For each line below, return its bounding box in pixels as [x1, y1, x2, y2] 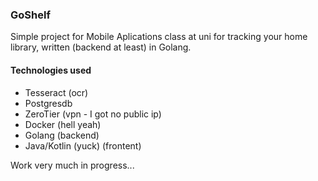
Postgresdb [24, 97, 73, 109]
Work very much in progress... [10, 159, 135, 171]
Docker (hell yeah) [24, 118, 102, 130]
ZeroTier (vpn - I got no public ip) [24, 108, 162, 120]
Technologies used [10, 64, 92, 76]
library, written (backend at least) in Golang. [10, 41, 192, 53]
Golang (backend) [24, 129, 100, 141]
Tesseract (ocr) [24, 86, 89, 98]
